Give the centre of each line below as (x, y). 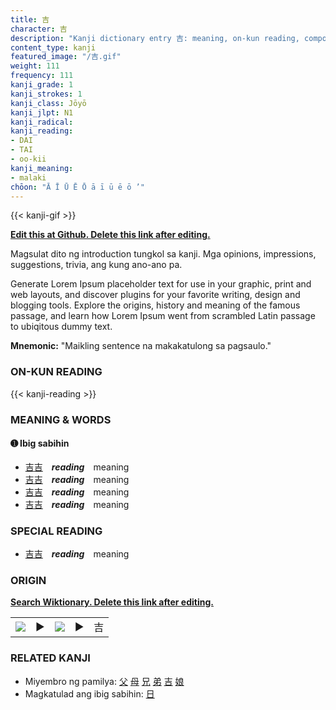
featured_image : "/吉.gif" (66, 57)
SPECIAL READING (56, 531)
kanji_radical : (42, 122)
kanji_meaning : (42, 168)
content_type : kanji (53, 47)
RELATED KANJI (50, 658)
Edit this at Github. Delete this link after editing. (110, 235)
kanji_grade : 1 (42, 85)
